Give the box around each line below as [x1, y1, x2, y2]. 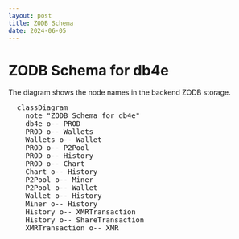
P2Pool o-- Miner [25, 176, 94, 184]
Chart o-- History [25, 168, 98, 176]
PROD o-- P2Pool [25, 144, 90, 152]
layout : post [8, 11, 52, 20]
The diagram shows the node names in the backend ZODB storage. [8, 87, 231, 97]
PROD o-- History [25, 152, 94, 160]
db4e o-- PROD [25, 119, 81, 128]
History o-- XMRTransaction [25, 208, 136, 217]
